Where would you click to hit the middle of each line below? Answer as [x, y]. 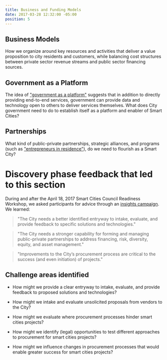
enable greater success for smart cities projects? [63, 352]
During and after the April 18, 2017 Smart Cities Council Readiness [73, 198]
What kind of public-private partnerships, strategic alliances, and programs [82, 143]
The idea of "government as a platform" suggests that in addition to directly [83, 95]
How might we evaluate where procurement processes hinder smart [82, 317]
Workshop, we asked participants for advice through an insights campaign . [82, 204]
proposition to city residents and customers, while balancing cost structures [83, 57]
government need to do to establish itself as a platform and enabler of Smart [83, 111]
